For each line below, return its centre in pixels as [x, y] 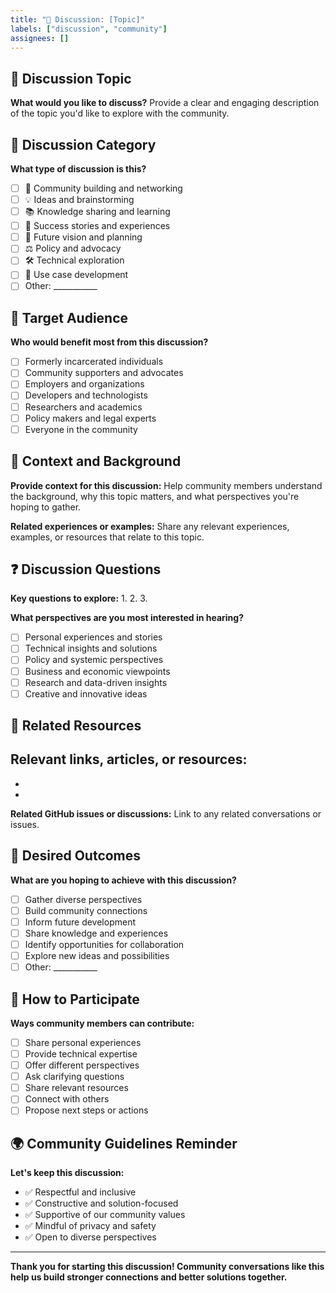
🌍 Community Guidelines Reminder [124, 1143]
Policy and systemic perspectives [94, 660]
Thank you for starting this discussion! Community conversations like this [167, 1267]
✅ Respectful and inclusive [80, 1192]
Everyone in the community [81, 429]
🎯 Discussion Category [83, 144]
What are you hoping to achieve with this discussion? [123, 880]
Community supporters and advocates [104, 373]
